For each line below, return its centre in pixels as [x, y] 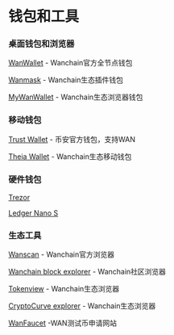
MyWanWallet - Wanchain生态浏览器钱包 [76, 97]
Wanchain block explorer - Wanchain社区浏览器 [87, 272]
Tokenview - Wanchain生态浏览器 [64, 289]
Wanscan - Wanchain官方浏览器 [62, 254]
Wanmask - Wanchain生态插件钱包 [66, 80]
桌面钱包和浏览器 [41, 44]
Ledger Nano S [33, 213]
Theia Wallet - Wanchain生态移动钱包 [70, 156]
